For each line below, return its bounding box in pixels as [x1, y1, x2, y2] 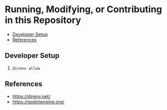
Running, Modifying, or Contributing [5, 4, 162, 15]
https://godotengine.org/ [12, 98, 65, 105]
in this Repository [5, 14, 81, 26]
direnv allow [12, 66, 40, 71]
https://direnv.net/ [12, 93, 51, 99]
